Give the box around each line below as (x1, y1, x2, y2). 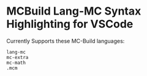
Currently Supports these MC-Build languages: (6, 37, 125, 44)
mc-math (6, 60, 26, 66)
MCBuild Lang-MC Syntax (6, 4, 141, 18)
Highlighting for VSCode (6, 17, 134, 31)
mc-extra (6, 54, 29, 60)
